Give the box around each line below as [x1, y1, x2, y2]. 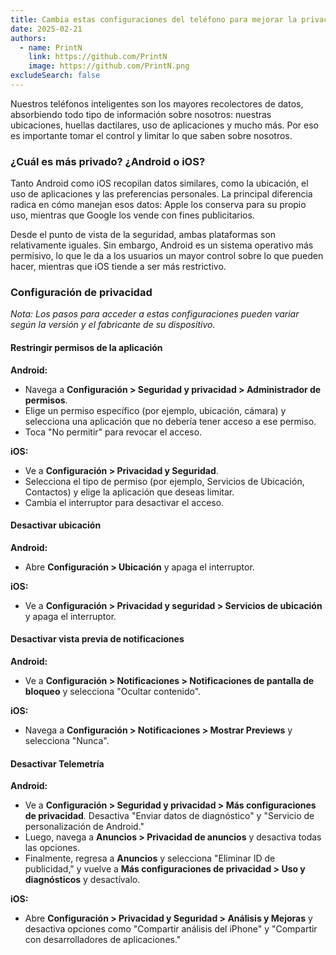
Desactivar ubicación [10, 519, 102, 531]
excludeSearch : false [10, 71, 101, 81]
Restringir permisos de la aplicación [10, 342, 163, 354]
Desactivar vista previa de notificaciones [10, 633, 185, 645]
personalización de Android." [24, 821, 145, 833]
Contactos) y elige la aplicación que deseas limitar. [24, 486, 235, 498]
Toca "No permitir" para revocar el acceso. [24, 426, 203, 438]
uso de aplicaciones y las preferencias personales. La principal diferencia [10, 188, 313, 200]
